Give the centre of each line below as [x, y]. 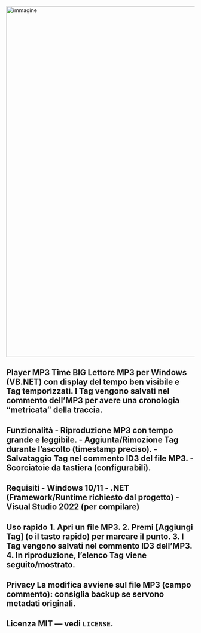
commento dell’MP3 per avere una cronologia [93, 401]
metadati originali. [41, 603]
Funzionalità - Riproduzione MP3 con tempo [90, 430]
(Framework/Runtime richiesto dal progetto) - [93, 497]
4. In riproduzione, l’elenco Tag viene [77, 555]
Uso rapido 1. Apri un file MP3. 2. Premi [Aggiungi [100, 527]
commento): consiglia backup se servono [85, 594]
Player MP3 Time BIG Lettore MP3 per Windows [97, 372]
